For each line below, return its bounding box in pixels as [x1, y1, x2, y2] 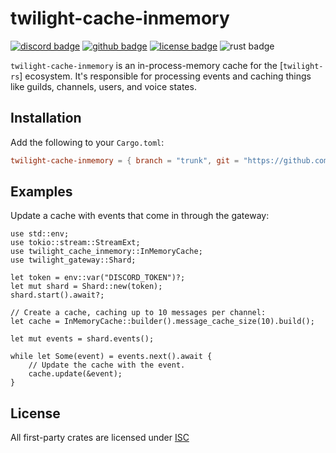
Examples [10, 183, 73, 201]
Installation [10, 110, 82, 127]
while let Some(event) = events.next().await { [10, 352, 213, 362]
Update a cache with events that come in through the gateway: [10, 210, 270, 222]
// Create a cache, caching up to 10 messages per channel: [10, 308, 267, 318]
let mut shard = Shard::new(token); [10, 282, 163, 292]
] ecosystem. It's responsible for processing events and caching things [19, 70, 312, 82]
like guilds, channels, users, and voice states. [10, 80, 197, 92]
